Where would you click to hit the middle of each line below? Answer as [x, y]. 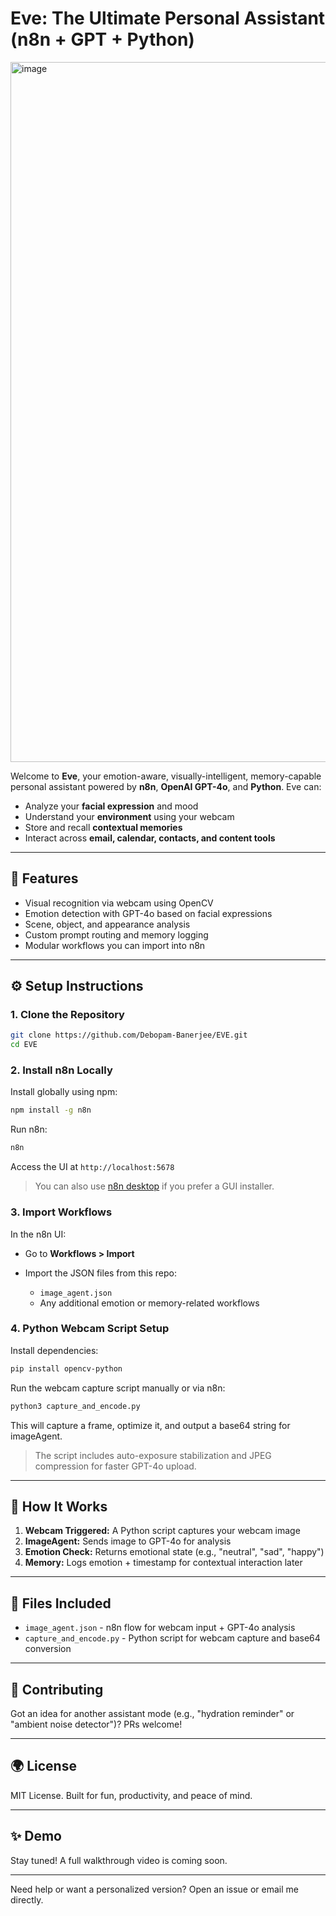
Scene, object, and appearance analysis [107, 924]
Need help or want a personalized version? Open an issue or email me [155, 1889]
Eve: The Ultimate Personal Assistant [168, 18]
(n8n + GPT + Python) [102, 39]
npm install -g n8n [51, 1110]
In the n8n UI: [38, 1234]
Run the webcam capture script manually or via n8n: [118, 1388]
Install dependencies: [54, 1350]
